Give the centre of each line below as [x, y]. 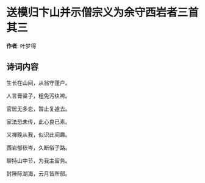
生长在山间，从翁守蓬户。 [38, 82]
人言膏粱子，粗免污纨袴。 [38, 96]
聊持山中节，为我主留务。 [38, 160]
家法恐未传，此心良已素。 [38, 121]
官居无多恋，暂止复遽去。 [38, 109]
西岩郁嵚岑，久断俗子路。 [38, 148]
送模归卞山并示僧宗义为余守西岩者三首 [103, 13]
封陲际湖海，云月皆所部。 [38, 173]
